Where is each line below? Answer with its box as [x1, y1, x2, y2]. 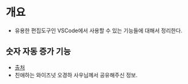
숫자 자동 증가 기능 [6, 46, 71, 57]
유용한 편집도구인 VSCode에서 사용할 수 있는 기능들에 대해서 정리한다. [14, 27, 183, 34]
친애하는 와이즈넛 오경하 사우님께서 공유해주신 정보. [14, 71, 138, 79]
